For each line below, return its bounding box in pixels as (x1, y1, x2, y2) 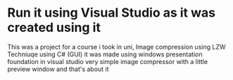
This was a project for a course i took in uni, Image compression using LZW (7, 42, 226, 51)
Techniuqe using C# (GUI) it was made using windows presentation (7, 50, 203, 58)
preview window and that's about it (7, 65, 109, 73)
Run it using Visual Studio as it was (7, 5, 216, 21)
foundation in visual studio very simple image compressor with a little (7, 57, 208, 65)
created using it (7, 19, 101, 35)
